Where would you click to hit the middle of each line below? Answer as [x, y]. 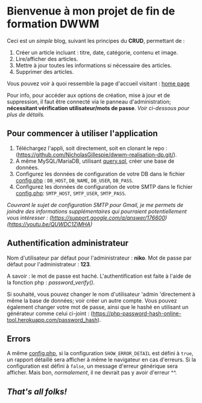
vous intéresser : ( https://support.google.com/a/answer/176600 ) [87, 218]
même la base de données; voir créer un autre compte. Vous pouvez [92, 300]
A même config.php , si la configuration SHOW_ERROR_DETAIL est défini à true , [100, 353]
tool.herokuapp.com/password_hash [52, 319]
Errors [19, 339]
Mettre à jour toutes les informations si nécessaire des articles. [94, 65]
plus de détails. [26, 114]
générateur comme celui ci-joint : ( [50, 313]
